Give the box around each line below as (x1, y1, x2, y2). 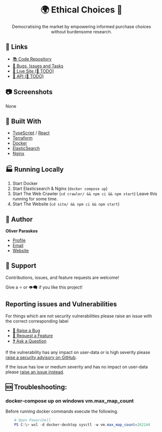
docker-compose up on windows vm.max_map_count (5, 397, 134, 404)
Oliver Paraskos (5, 228, 38, 233)
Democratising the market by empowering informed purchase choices (12, 23, 151, 30)
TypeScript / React (12, 130, 50, 136)
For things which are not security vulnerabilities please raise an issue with (5, 313, 152, 319)
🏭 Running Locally (5, 165, 64, 173)
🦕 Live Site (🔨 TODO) (12, 68, 54, 74)
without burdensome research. (51, 29, 112, 34)
